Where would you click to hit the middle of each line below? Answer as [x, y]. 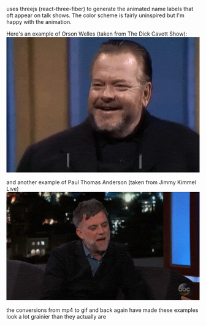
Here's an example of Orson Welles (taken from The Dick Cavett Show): [97, 34]
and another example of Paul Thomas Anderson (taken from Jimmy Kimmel [101, 182]
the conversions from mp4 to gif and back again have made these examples [102, 310]
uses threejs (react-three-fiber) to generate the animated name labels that [100, 9]
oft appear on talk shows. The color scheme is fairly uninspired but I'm [96, 15]
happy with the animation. [39, 22]
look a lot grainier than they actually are [56, 317]
